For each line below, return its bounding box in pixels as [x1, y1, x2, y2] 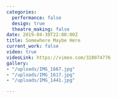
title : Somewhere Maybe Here [6, 37, 81, 43]
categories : [6, 9, 37, 15]
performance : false [12, 15, 62, 21]
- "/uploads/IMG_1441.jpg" [6, 77, 75, 83]
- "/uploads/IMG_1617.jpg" [6, 72, 75, 78]
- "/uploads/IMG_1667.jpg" [6, 66, 75, 72]
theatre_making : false [12, 26, 70, 32]
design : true [12, 20, 45, 26]
